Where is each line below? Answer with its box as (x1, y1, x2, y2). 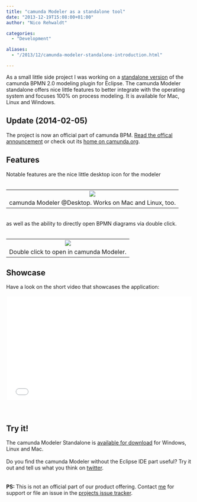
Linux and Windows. (6, 98, 56, 105)
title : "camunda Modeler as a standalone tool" (6, 8, 126, 15)
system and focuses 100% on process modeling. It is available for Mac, (6, 92, 180, 99)
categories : (6, 30, 35, 36)
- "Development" (11, 36, 51, 42)
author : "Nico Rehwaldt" (6, 20, 67, 25)
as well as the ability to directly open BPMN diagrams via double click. (6, 220, 177, 227)
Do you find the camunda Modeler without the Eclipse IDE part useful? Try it (6, 458, 191, 465)
